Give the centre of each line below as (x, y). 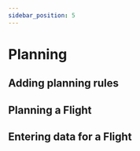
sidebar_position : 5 (42, 15)
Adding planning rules (64, 83)
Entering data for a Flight (70, 136)
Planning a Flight (50, 110)
